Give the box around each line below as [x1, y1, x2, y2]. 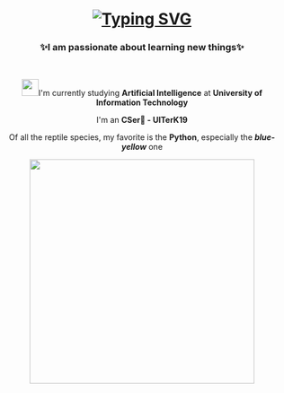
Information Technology [95, 97, 189, 108]
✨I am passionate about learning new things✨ [40, 41, 244, 54]
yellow [120, 142, 146, 153]
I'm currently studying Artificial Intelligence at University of [38, 88, 263, 99]
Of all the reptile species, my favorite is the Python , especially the [8, 132, 253, 143]
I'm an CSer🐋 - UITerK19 [95, 115, 189, 126]
